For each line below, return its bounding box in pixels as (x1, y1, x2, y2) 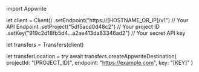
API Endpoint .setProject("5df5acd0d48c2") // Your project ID (6, 23, 160, 30)
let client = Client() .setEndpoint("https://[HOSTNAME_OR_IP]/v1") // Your (6, 17, 189, 23)
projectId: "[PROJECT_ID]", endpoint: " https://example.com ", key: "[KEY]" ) (6, 59, 194, 66)
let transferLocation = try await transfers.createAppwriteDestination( (6, 53, 177, 59)
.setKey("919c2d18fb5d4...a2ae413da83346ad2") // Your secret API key (6, 29, 186, 37)
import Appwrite (6, 5, 47, 12)
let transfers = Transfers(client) (6, 41, 84, 48)
